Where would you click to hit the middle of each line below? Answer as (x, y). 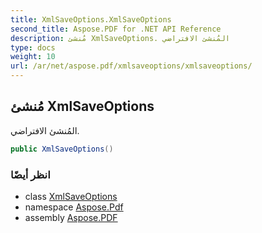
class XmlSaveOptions (71, 196)
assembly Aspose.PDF (71, 217)
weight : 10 (33, 57)
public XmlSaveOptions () (62, 149)
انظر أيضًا (30, 174)
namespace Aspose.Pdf (74, 207)
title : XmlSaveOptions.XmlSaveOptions (91, 19)
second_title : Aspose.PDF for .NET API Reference (116, 29)
